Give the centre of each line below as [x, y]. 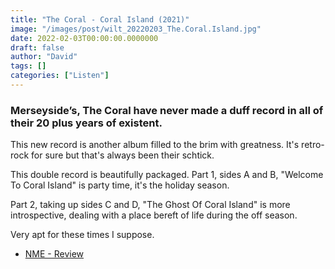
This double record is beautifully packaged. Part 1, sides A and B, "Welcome [167, 175]
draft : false [37, 47]
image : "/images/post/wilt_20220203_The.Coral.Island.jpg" [136, 29]
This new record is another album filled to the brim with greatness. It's [155, 145]
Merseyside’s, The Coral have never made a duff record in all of [167, 110]
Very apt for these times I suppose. [82, 235]
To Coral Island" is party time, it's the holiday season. [120, 185]
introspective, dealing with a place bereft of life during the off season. [154, 215]
